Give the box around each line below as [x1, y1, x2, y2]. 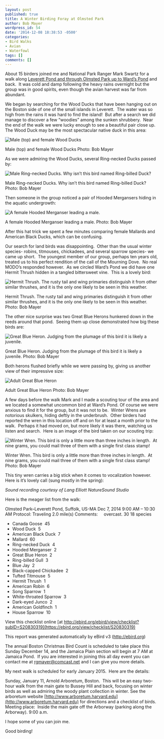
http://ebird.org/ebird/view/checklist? [64, 619, 140, 625]
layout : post [5, 7, 32, 12]
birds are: [5, 324, 24, 330]
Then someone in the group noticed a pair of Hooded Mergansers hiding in [5, 195, 157, 201]
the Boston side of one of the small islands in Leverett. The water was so [5, 107, 153, 112]
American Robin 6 [12, 583, 50, 589]
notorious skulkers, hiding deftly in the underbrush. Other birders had [5, 412, 146, 418]
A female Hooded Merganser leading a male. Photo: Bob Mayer [5, 219, 133, 225]
